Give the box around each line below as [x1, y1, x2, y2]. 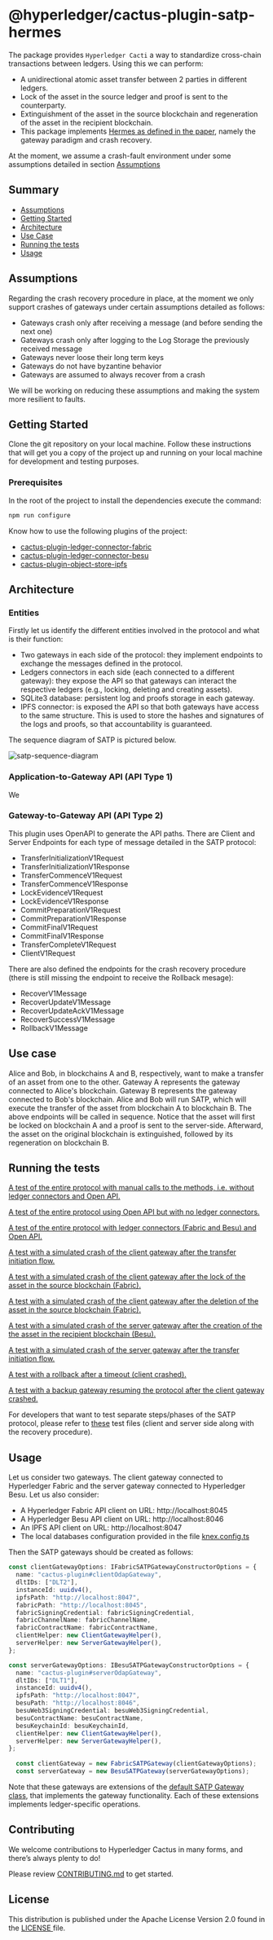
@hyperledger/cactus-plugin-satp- [8, 6, 255, 24]
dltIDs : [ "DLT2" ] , [15, 1578, 79, 1586]
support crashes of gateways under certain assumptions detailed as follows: [8, 301, 265, 311]
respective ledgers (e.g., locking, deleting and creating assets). [20, 684, 233, 694]
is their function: [8, 634, 64, 644]
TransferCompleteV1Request [20, 939, 117, 949]
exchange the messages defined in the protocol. [20, 658, 183, 669]
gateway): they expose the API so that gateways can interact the [20, 676, 237, 686]
